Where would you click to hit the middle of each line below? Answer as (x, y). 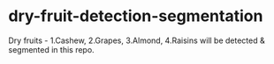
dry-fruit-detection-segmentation (136, 16)
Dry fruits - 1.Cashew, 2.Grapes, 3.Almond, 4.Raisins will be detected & (137, 40)
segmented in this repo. (51, 49)
